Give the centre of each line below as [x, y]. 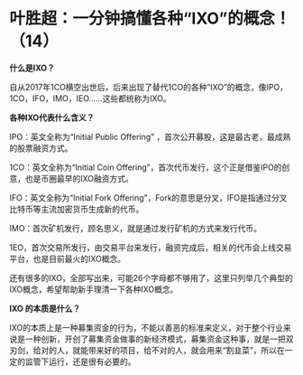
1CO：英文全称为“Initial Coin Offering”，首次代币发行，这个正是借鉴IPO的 [146, 167]
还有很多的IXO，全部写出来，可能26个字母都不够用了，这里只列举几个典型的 [151, 277]
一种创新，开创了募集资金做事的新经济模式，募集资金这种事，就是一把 [155, 339]
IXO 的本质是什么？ [45, 308]
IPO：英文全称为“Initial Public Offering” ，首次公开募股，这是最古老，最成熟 [150, 136]
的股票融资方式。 [41, 148]
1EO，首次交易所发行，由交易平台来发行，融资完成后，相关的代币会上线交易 [151, 247]
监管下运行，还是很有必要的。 [80, 361]
